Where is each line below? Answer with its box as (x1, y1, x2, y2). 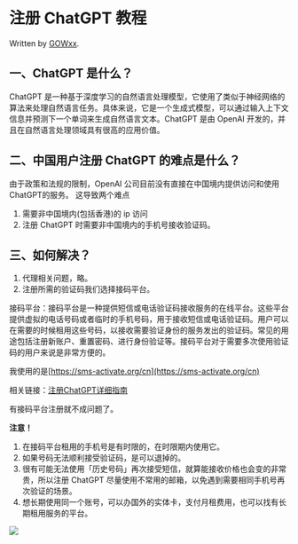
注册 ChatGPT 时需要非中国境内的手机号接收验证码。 (21, 219, 216, 230)
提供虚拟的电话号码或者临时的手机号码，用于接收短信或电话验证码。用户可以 (9, 314, 289, 325)
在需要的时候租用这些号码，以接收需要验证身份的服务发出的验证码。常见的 (9, 325, 281, 335)
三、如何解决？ (9, 248, 91, 263)
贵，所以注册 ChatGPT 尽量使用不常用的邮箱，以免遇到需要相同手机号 (21, 475, 278, 485)
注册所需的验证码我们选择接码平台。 (21, 284, 155, 295)
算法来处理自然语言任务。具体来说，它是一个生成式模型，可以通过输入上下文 (9, 102, 289, 113)
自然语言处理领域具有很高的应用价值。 (24, 124, 165, 135)
